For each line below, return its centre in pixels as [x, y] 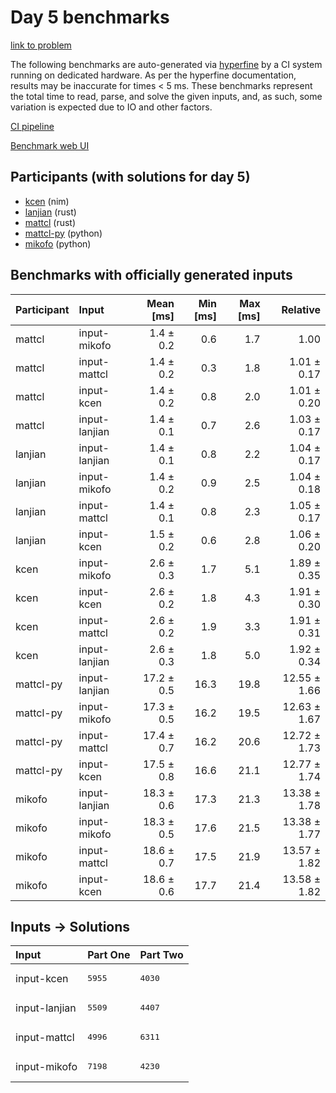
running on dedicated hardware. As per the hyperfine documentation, [153, 75]
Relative [301, 309]
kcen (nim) [47, 201]
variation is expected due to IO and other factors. [111, 107]
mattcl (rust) [50, 222]
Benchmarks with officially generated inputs [151, 275]
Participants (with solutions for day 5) [130, 177]
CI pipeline [32, 126]
